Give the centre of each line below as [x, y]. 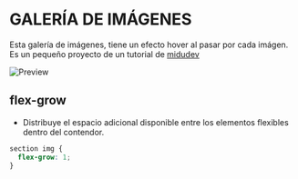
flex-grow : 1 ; [44, 157]
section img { [36, 149]
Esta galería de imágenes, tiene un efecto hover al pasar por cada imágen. [149, 45]
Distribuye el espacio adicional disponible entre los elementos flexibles [155, 122]
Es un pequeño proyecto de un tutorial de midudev [105, 54]
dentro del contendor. [63, 132]
